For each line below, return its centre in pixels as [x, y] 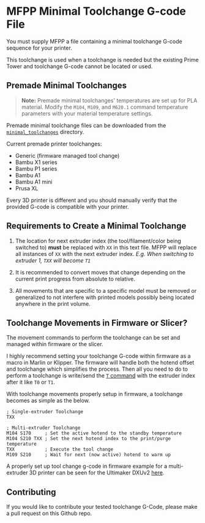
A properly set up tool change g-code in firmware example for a [87, 466]
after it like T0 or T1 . [31, 382]
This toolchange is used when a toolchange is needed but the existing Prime [102, 60]
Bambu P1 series [36, 169]
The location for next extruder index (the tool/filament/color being [98, 241]
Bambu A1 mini [34, 182]
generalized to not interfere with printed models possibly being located [105, 297]
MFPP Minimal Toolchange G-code [96, 11]
